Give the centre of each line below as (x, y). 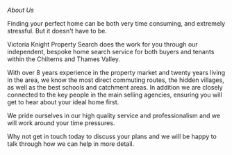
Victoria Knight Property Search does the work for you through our (102, 44)
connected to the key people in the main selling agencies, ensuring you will (115, 95)
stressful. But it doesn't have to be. (57, 31)
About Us (21, 10)
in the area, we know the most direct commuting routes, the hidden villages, (116, 80)
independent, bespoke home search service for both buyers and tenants (111, 52)
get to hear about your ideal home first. (63, 102)
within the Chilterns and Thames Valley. (64, 59)
